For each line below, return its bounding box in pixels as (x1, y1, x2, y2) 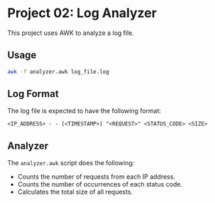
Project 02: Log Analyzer (7, 5, 158, 21)
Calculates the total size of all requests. (17, 187, 133, 197)
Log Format (7, 88, 59, 100)
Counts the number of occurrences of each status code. (17, 180, 183, 189)
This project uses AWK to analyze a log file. (7, 28, 135, 37)
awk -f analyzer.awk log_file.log (7, 68, 110, 76)
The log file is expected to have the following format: (7, 107, 162, 115)
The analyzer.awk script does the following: (7, 159, 135, 167)
